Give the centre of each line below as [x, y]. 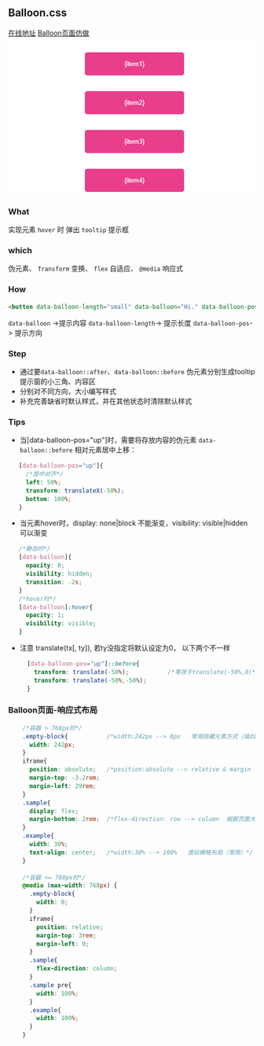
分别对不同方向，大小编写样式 [68, 391]
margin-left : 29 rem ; [62, 786]
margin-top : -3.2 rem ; [64, 778]
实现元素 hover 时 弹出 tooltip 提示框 [69, 230]
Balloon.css [38, 13]
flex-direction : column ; [77, 969]
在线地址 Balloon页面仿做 [49, 33]
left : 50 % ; [43, 482]
